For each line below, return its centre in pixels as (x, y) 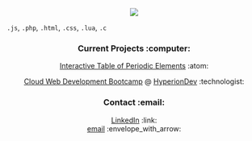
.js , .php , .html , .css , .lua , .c (57, 27)
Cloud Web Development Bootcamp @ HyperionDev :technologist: (134, 81)
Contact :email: (134, 102)
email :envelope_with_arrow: (134, 128)
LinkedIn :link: (134, 120)
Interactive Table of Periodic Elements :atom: (134, 66)
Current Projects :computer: (134, 48)
